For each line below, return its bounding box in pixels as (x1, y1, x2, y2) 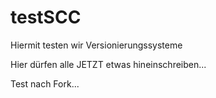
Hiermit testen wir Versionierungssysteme (10, 39, 183, 51)
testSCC (10, 6, 82, 29)
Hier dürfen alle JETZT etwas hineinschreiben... (10, 58, 207, 70)
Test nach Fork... (10, 77, 80, 90)
